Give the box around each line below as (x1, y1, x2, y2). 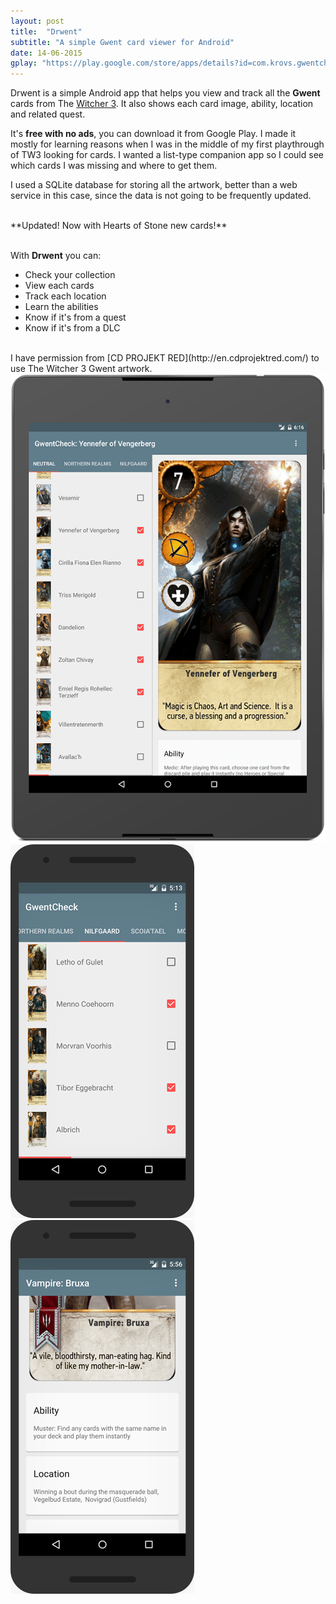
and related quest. (10, 108, 86, 120)
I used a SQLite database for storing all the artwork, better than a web (10, 179, 298, 191)
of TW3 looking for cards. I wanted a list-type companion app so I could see (10, 149, 324, 161)
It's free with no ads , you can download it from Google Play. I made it (10, 128, 297, 140)
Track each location (24, 290, 107, 302)
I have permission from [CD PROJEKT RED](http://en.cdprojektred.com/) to (10, 352, 320, 364)
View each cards (24, 280, 95, 292)
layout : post (10, 16, 65, 26)
